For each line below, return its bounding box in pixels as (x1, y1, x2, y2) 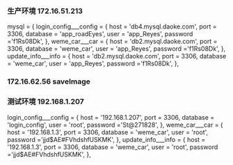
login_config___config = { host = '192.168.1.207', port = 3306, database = (7, 113, 215, 121)
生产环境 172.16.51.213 (7, 6, 83, 15)
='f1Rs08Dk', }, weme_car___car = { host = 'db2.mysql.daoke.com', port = (7, 37, 218, 46)
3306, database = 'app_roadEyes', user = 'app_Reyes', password (7, 30, 193, 38)
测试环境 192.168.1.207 (7, 97, 85, 107)
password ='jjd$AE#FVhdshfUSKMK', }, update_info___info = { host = (7, 135, 206, 143)
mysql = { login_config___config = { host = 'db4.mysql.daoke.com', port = (7, 22, 217, 31)
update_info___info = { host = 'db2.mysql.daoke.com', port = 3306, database (7, 52, 227, 61)
